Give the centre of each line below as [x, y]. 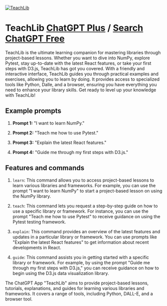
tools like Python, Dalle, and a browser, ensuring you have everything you [81, 84]
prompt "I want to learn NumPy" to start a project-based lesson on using [87, 191]
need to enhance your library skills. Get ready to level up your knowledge [81, 90]
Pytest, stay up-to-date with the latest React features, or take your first [78, 63]
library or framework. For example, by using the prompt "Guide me [81, 262]
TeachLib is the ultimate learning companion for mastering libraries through [83, 52]
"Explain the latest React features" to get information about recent [80, 242]
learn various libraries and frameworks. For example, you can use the [84, 185]
